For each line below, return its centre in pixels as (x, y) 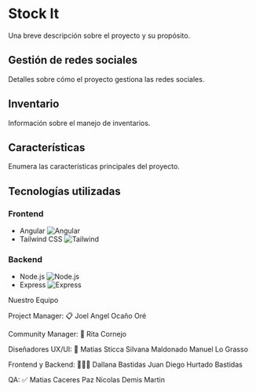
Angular (32, 231)
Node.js (32, 277)
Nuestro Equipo (33, 301)
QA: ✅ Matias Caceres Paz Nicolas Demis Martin (86, 380)
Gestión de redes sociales (73, 60)
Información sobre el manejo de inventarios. (79, 123)
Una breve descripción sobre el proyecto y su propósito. (99, 35)
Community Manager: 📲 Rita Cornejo (68, 334)
